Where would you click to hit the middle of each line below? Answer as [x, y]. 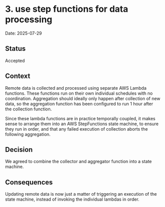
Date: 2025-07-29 [23, 33]
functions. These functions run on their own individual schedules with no [79, 93]
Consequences [29, 182]
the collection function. [29, 109]
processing [29, 19]
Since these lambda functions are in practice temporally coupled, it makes [80, 118]
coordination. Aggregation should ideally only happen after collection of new [83, 98]
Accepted [15, 61]
